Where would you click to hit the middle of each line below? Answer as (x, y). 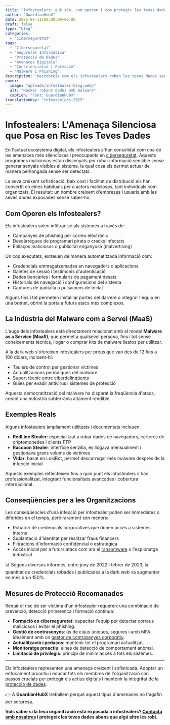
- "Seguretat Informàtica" (38, 52)
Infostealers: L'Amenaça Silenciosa (81, 125)
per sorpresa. (19, 702)
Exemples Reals (31, 415)
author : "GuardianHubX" (30, 15)
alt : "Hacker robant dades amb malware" (53, 90)
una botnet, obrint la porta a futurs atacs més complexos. (65, 303)
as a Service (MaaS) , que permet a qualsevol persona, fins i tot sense (78, 337)
